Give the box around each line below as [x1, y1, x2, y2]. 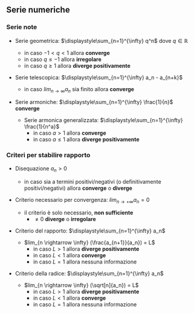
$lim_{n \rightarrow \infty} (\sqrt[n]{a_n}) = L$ [24, 282, 139, 289]
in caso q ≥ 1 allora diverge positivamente [24, 62, 131, 69]
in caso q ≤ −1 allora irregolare [24, 56, 102, 63]
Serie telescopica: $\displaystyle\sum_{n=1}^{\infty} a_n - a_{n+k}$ [15, 74, 183, 81]
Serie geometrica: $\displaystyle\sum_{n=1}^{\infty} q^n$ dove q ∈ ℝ [15, 37, 189, 44]
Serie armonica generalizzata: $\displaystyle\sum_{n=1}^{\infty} [24, 117, 183, 124]
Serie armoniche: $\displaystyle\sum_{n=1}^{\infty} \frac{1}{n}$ [15, 98, 173, 106]
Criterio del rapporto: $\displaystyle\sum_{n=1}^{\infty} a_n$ [15, 227, 166, 234]
